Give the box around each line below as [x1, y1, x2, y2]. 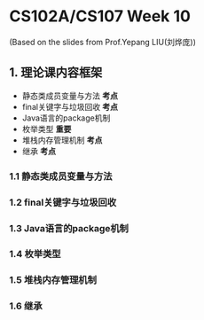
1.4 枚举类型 [9, 248, 61, 261]
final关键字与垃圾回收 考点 [21, 101, 118, 112]
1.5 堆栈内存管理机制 [9, 274, 98, 286]
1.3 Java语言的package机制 [9, 222, 129, 234]
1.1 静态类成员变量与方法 [9, 170, 113, 183]
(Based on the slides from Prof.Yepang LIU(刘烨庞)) [9, 36, 197, 47]
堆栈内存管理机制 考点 [21, 135, 103, 145]
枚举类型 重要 [21, 123, 72, 134]
